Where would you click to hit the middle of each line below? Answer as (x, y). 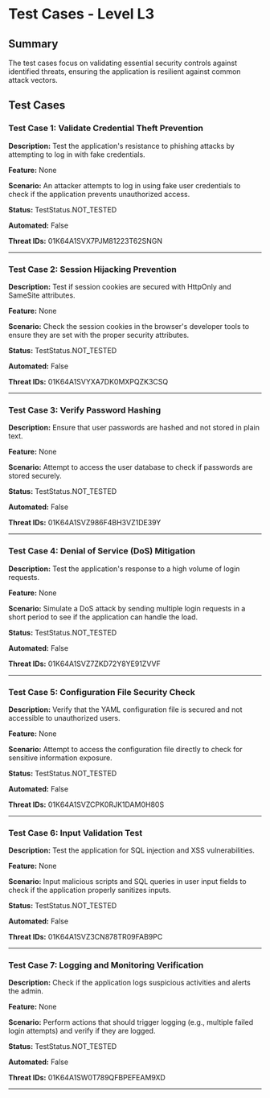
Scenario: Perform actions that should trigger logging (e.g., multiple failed (131, 1022)
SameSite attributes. (42, 295)
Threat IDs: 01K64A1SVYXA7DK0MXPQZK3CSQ (88, 381)
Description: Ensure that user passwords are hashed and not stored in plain (134, 428)
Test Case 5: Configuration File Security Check (102, 692)
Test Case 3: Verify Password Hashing (85, 409)
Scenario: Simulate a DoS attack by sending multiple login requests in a (127, 608)
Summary (33, 44)
